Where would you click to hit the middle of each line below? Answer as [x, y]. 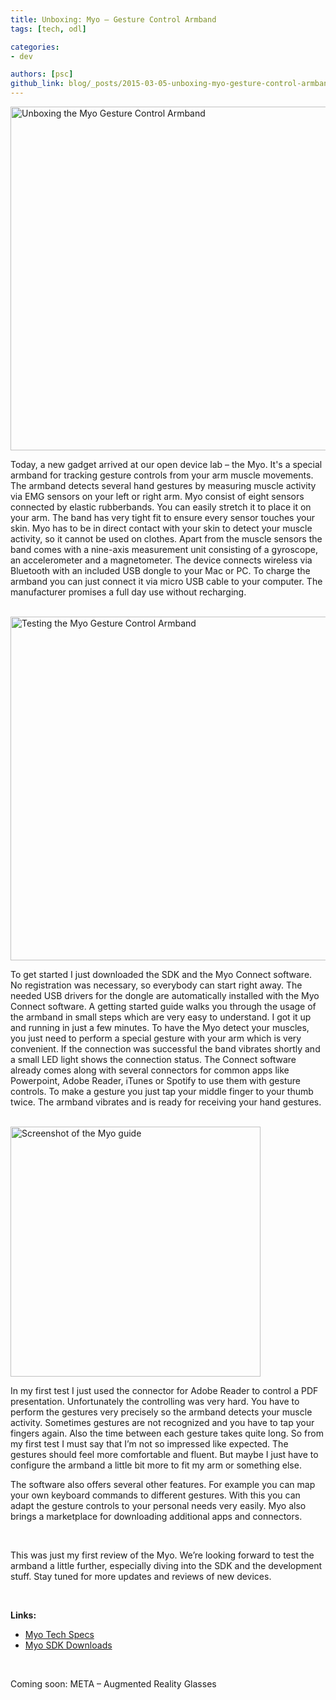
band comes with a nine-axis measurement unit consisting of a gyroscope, [164, 549]
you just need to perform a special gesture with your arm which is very [156, 1038]
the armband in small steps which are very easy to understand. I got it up [161, 1017]
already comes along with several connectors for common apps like [150, 1070]
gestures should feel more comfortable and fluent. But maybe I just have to [164, 1454]
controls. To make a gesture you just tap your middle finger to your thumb [162, 1091]
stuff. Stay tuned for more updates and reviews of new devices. [141, 1576]
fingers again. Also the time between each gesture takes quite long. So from [167, 1433]
